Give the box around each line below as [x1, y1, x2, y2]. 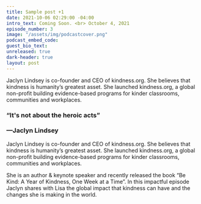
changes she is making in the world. [6, 191, 97, 198]
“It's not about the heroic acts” [6, 111, 100, 119]
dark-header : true [6, 54, 53, 60]
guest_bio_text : [6, 43, 48, 49]
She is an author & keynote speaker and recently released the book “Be [6, 171, 186, 178]
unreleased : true [6, 49, 51, 55]
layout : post [6, 60, 40, 66]
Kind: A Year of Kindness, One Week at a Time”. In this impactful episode [6, 178, 189, 185]
